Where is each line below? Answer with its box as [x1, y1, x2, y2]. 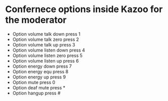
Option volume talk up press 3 [12, 41, 76, 47]
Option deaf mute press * [12, 84, 66, 90]
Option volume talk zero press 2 [12, 36, 79, 42]
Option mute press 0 [12, 79, 55, 85]
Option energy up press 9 [12, 74, 66, 80]
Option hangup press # [12, 90, 61, 96]
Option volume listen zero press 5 [12, 52, 83, 59]
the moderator [5, 14, 67, 26]
